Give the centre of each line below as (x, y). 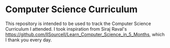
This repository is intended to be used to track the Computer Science (78, 23)
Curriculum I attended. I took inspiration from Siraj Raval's (66, 29)
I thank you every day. (29, 40)
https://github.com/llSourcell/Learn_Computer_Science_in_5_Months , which (85, 34)
